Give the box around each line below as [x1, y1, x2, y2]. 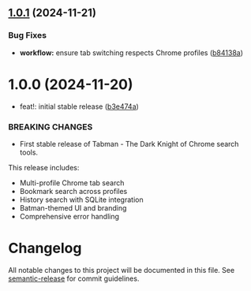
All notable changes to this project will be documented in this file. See [8, 265, 235, 274]
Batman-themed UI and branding [19, 203, 127, 212]
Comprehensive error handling [19, 211, 120, 221]
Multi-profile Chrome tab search [19, 177, 125, 188]
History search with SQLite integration [19, 195, 144, 204]
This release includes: [8, 162, 80, 172]
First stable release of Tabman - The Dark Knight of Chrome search [19, 139, 239, 148]
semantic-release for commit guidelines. [8, 274, 140, 283]
